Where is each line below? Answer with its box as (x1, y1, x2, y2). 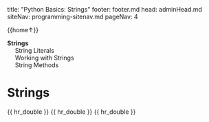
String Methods (14, 61, 59, 69)
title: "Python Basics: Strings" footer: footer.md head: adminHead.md (7, 5, 203, 13)
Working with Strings (14, 53, 74, 62)
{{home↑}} (7, 26, 39, 34)
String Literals (14, 47, 55, 54)
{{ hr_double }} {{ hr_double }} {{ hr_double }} (7, 108, 136, 116)
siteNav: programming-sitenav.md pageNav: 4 (7, 12, 139, 21)
